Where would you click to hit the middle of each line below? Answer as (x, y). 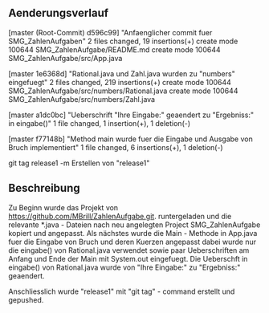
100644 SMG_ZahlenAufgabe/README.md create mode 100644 (114, 49)
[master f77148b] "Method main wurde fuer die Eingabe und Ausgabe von (130, 139)
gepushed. (26, 299)
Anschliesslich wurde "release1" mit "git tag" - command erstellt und (122, 291)
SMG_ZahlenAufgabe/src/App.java (65, 58)
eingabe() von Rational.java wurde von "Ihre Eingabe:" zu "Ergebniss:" (124, 267)
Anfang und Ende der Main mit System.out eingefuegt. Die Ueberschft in (128, 258)
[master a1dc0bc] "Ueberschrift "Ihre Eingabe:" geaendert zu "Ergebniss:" (131, 115)
